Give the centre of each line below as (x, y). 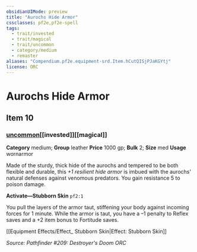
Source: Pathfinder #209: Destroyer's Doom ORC (66, 243)
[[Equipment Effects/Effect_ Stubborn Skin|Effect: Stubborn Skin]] (87, 231)
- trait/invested (33, 34)
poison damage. (26, 184)
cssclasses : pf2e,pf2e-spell (42, 23)
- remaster (25, 56)
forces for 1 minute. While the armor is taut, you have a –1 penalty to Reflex (97, 213)
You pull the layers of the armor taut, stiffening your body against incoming (98, 208)
